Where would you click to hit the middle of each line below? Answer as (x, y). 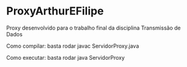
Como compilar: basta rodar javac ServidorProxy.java (73, 46)
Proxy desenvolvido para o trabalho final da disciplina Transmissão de (93, 28)
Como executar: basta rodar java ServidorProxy (66, 57)
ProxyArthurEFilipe (55, 11)
